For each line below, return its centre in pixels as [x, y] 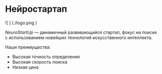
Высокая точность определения [46, 56]
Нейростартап [36, 9]
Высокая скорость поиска [40, 62]
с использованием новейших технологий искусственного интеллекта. [79, 37]
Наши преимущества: [28, 47]
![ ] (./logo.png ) [21, 23]
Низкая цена [25, 67]
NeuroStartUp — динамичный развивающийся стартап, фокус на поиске [81, 32]
